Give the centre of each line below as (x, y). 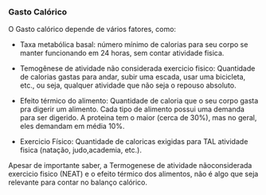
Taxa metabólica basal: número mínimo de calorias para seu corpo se (134, 45)
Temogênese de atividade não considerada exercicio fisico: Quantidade (137, 68)
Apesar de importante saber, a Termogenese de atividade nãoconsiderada (130, 166)
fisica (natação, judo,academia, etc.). (80, 150)
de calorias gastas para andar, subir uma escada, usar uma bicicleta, (133, 77)
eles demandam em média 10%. (72, 127)
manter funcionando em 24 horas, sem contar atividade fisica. (122, 53)
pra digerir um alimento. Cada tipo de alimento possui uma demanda (132, 109)
